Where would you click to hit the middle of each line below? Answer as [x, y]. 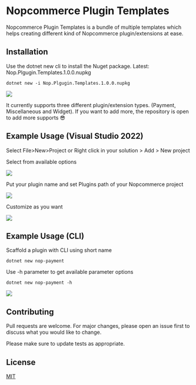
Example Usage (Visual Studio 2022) [75, 136]
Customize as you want [34, 207]
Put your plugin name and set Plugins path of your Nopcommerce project [95, 184]
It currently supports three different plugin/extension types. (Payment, [91, 105]
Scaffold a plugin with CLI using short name [59, 250]
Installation [27, 52]
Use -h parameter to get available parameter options [70, 272]
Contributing [30, 312]
